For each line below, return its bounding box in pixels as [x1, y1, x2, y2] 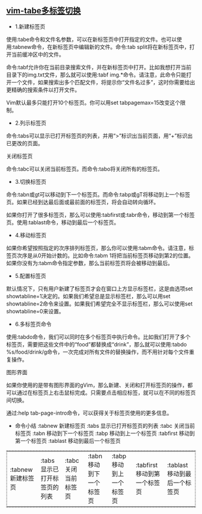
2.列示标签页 [14, 119, 47, 127]
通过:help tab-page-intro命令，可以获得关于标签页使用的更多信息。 [6, 409, 173, 416]
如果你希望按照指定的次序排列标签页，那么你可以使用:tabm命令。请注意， [6, 244, 189, 251]
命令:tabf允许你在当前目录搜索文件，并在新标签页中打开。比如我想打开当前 [6, 63, 192, 71]
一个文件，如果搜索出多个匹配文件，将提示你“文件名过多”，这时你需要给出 [11, 78, 195, 86]
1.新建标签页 [14, 23, 46, 30]
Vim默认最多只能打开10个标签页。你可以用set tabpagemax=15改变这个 [6, 99, 180, 106]
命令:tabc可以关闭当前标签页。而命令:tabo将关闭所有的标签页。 [6, 165, 164, 172]
